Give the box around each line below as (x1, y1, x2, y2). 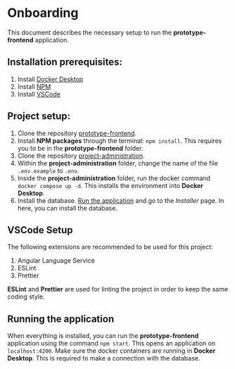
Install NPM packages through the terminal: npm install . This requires (17, 136, 222, 145)
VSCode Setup (7, 224, 73, 236)
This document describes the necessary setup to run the (7, 28, 172, 37)
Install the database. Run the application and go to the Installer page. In (17, 196, 224, 205)
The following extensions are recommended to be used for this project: (7, 243, 213, 251)
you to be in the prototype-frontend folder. (17, 144, 144, 152)
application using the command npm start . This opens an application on (7, 339, 216, 348)
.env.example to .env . (17, 166, 80, 175)
